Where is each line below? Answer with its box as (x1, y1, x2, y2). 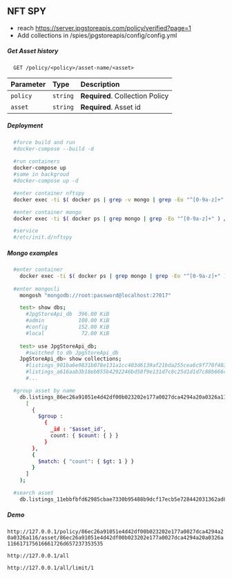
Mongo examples (7, 248, 59, 257)
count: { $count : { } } (50, 432, 119, 439)
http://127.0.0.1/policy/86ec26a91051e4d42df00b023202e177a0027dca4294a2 (7, 528, 224, 535)
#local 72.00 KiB (25, 330, 110, 337)
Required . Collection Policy (80, 91, 169, 101)
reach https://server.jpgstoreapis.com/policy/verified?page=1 (17, 23, 191, 32)
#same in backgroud (13, 171, 70, 178)
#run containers (13, 158, 60, 165)
